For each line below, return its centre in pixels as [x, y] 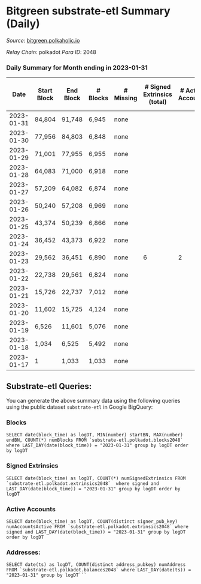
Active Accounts [31, 509]
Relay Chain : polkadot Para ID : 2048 [51, 52]
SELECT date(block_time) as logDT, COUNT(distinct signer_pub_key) [92, 521]
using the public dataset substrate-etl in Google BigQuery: [80, 407]
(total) [158, 102]
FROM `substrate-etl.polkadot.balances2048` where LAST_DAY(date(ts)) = [99, 570]
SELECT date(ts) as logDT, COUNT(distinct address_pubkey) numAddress [96, 565]
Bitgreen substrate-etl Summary [88, 11]
